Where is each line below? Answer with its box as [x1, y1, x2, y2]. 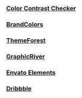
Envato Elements [6, 68, 56, 76]
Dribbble [6, 84, 32, 93]
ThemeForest [6, 36, 46, 44]
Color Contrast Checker [6, 4, 76, 13]
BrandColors [6, 20, 43, 28]
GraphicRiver [6, 52, 45, 60]
